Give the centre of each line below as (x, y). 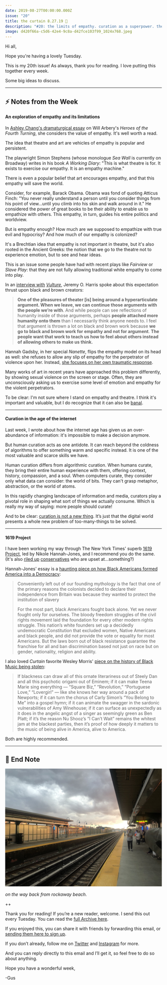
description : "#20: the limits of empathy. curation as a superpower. (80, 26)
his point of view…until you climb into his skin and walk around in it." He (78, 203)
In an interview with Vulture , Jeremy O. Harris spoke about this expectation (82, 285)
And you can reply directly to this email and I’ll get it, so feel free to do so (80, 953)
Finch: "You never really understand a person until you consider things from (83, 198)
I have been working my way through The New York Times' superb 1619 (79, 549)
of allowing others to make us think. (55, 342)
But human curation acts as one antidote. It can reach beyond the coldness (82, 445)
